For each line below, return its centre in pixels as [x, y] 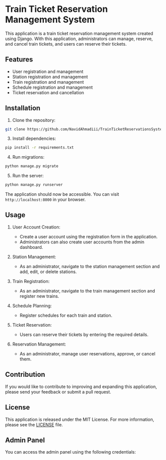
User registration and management [48, 71]
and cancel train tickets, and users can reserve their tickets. [66, 44]
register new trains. [39, 296]
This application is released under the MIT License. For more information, [80, 419]
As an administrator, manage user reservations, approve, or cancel [87, 353]
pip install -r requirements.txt [40, 148]
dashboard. [31, 247]
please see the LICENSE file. [34, 424]
